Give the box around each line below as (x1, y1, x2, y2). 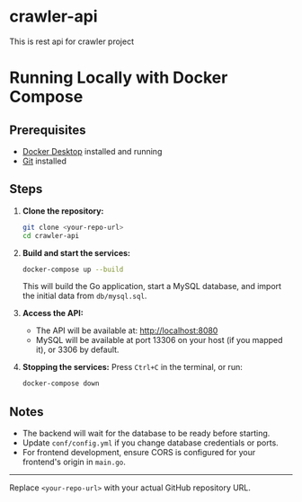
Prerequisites (9, 122, 86, 137)
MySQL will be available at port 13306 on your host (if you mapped (35, 335, 283, 346)
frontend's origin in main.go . (22, 456, 126, 468)
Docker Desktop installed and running (22, 145, 163, 156)
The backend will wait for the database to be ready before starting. (22, 428, 271, 439)
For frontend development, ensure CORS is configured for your (22, 447, 256, 458)
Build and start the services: (22, 247, 130, 258)
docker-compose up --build (22, 265, 124, 274)
